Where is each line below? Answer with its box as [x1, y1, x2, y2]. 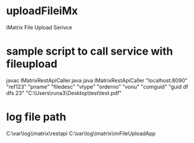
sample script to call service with [6, 45, 173, 58]
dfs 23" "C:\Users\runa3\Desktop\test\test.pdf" [6, 89, 122, 96]
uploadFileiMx [6, 4, 79, 18]
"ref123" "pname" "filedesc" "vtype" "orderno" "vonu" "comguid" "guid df [6, 83, 189, 90]
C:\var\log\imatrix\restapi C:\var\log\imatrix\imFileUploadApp [6, 129, 156, 137]
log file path [6, 110, 67, 124]
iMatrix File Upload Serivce [6, 24, 73, 31]
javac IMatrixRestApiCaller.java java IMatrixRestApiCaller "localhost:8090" [6, 77, 188, 84]
